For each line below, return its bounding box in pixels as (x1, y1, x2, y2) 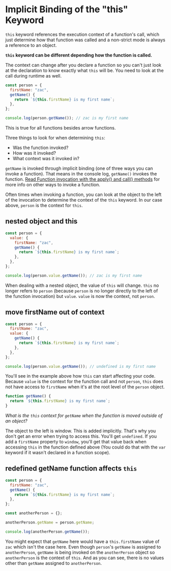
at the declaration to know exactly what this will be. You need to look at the (5, 67, 164, 73)
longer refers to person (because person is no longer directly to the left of (5, 287, 158, 294)
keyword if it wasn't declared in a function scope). (5, 450, 110, 456)
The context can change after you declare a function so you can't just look (5, 62, 162, 68)
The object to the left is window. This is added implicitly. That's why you (5, 428, 156, 434)
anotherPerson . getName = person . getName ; (5, 520, 95, 525)
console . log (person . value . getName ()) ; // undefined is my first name (5, 364, 156, 369)
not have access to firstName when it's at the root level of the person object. (5, 384, 165, 390)
